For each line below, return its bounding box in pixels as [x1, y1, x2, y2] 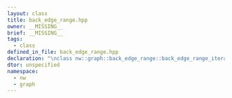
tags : [7, 36, 23, 43]
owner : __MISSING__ [7, 23, 64, 30]
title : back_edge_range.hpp [7, 17, 88, 23]
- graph [13, 81, 36, 88]
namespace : [7, 68, 39, 75]
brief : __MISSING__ [7, 29, 64, 37]
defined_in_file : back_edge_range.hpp [7, 49, 119, 56]
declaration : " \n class [7, 55, 72, 62]
